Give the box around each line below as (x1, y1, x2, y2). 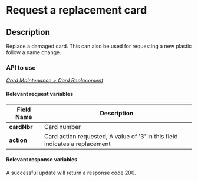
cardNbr (9, 123, 33, 131)
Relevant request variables (6, 90, 74, 97)
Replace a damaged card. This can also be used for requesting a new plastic (6, 42, 192, 49)
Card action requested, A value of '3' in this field (44, 132, 178, 140)
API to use (6, 63, 37, 71)
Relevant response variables (6, 156, 78, 163)
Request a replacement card (6, 4, 147, 17)
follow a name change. (6, 49, 61, 56)
